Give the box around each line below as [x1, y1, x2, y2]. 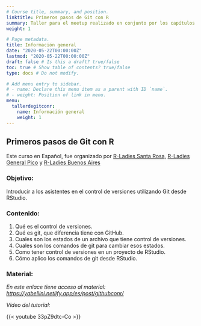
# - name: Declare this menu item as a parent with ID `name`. [6, 87, 169, 93]
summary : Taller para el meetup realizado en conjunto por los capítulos [6, 20, 196, 26]
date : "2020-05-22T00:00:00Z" [6, 48, 82, 54]
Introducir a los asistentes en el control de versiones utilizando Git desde [6, 188, 187, 195]
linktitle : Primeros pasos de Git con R [6, 14, 110, 20]
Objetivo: [6, 174, 34, 182]
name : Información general [17, 109, 85, 115]
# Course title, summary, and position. [6, 8, 110, 15]
